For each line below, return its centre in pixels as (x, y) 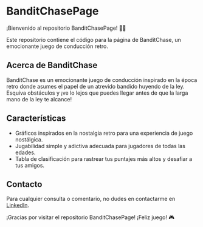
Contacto (24, 184)
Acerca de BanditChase (52, 65)
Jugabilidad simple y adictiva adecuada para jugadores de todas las (100, 146)
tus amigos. (29, 165)
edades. (25, 152)
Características (36, 119)
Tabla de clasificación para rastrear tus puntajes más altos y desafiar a (104, 158)
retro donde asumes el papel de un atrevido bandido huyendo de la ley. (95, 86)
